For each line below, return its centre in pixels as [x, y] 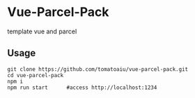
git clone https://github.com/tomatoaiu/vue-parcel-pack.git [98, 69]
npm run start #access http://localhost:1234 [82, 88]
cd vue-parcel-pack [36, 75]
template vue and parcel [42, 31]
